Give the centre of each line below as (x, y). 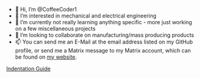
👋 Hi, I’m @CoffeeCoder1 (46, 9)
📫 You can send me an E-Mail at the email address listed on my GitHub (104, 42)
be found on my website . (46, 57)
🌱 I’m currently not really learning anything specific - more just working (103, 22)
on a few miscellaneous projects (55, 28)
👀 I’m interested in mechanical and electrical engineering (86, 16)
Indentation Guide (28, 69)
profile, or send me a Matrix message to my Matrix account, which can (103, 50)
